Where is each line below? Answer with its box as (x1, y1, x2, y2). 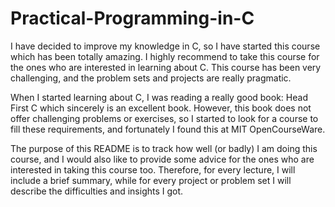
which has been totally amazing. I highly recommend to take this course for (10, 50, 320, 62)
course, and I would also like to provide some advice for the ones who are (10, 153, 315, 165)
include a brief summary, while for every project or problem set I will (10, 174, 292, 186)
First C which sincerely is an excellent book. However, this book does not (10, 102, 312, 114)
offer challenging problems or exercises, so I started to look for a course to (10, 112, 319, 124)
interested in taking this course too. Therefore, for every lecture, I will (10, 163, 296, 176)
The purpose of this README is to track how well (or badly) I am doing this (10, 142, 318, 154)
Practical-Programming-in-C (10, 7, 255, 30)
